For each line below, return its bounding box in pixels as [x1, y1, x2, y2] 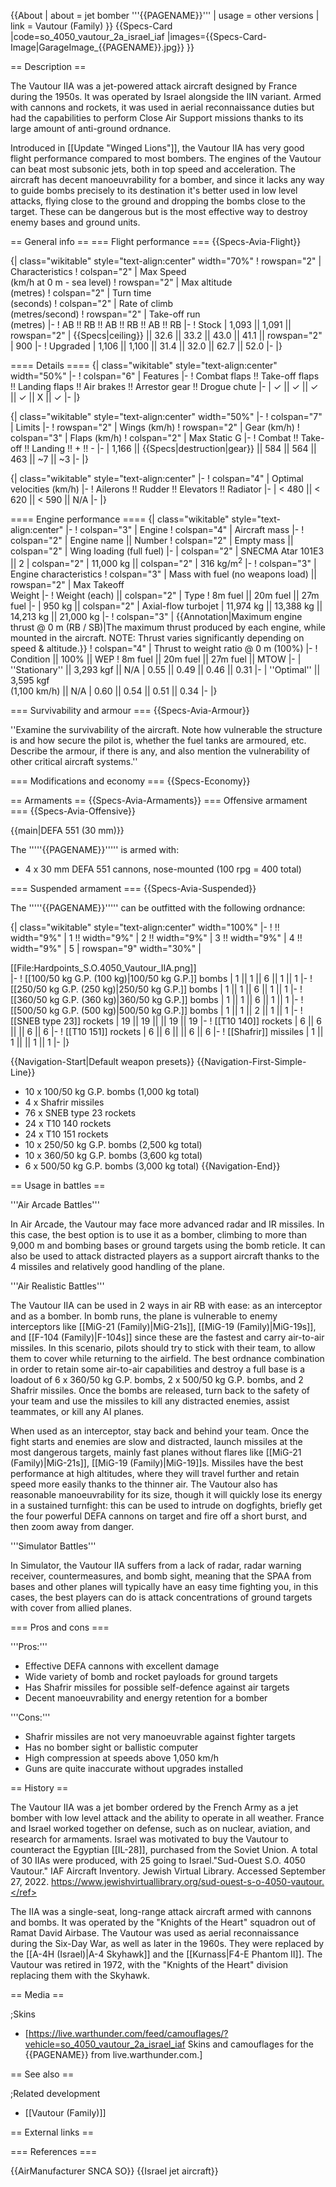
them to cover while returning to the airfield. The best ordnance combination [10, 1352, 325, 1364]
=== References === [10, 2145, 98, 2157]
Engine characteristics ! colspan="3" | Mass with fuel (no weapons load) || [10, 568, 318, 580]
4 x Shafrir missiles [24, 1096, 105, 1108]
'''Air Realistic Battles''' [10, 1280, 105, 1292]
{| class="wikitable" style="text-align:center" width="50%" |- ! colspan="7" [10, 411, 323, 422]
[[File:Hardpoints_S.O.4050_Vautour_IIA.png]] [10, 961, 197, 974]
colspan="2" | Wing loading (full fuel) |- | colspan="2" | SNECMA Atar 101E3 [10, 545, 325, 557]
